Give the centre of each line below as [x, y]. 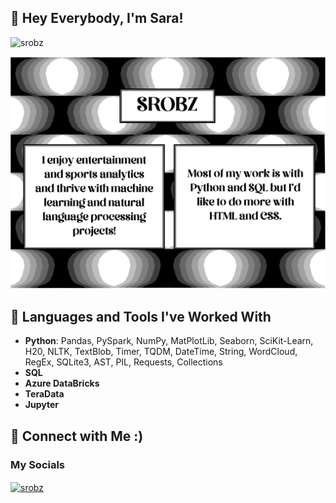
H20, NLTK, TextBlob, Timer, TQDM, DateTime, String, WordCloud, [161, 352]
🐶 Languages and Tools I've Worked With [141, 316]
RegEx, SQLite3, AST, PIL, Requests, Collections [123, 362]
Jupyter [41, 405]
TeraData [44, 394]
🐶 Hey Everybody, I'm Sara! [97, 18]
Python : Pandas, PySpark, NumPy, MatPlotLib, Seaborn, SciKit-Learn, [169, 341]
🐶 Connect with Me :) [77, 436]
